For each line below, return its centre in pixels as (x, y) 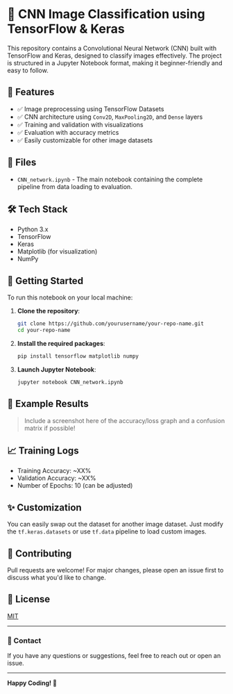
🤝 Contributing (40, 553)
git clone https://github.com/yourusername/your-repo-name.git (111, 324)
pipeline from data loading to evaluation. (75, 186)
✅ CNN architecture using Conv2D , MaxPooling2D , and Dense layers (110, 117)
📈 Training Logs (43, 451)
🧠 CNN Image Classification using (106, 14)
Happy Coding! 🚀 (32, 683)
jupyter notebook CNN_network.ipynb (70, 382)
